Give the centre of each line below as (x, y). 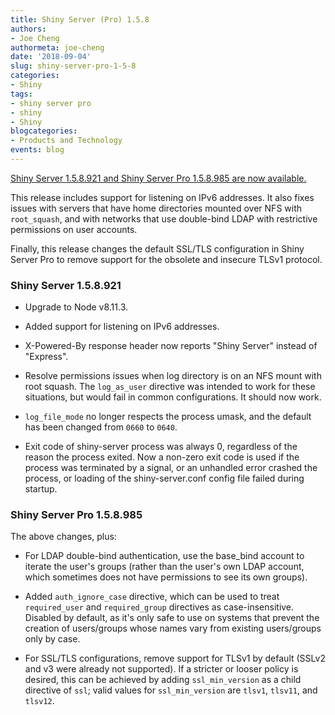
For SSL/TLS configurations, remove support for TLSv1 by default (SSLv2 (175, 658)
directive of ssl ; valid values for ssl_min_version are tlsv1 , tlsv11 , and (171, 690)
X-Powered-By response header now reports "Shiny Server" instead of (171, 346)
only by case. (52, 639)
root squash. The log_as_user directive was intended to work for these (170, 387)
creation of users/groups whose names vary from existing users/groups (173, 628)
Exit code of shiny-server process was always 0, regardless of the (161, 447)
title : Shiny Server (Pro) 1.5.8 (80, 19)
